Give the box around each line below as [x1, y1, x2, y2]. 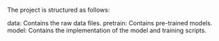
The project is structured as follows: [7, 6, 110, 14]
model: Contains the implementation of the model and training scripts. [7, 27, 207, 34]
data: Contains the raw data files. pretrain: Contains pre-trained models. [7, 19, 213, 27]
